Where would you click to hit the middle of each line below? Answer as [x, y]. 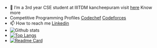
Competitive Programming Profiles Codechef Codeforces [68, 18]
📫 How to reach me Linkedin [39, 23]
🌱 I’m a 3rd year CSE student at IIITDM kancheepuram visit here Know [81, 8]
